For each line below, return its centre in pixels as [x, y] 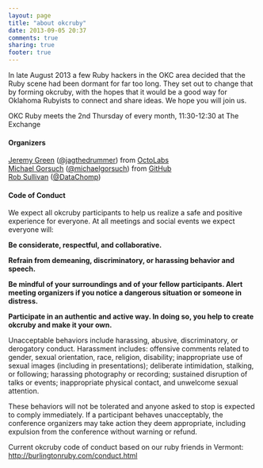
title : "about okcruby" [48, 23]
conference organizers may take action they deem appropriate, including [127, 424]
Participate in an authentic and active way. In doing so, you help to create [131, 317]
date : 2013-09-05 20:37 [48, 30]
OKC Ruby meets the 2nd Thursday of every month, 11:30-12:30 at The [124, 116]
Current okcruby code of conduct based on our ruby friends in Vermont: [126, 447]
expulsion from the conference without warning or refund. [103, 432]
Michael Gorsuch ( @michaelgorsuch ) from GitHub [90, 168]
